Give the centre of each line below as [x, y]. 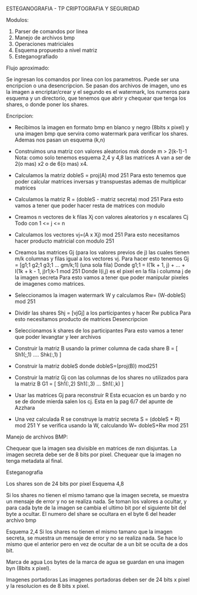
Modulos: [18, 20]
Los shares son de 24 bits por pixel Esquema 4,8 [65, 484]
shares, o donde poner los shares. [48, 104]
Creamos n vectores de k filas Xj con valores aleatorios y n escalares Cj [101, 217]
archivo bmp [21, 520]
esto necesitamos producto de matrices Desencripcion [81, 319]
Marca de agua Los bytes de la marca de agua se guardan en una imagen [95, 562]
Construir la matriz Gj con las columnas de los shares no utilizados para [101, 377]
